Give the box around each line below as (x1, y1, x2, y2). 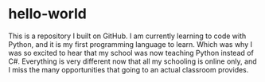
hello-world (8, 5, 88, 23)
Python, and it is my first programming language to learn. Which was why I (8, 39, 253, 49)
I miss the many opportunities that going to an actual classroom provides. (8, 64, 249, 74)
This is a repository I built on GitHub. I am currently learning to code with (8, 31, 247, 41)
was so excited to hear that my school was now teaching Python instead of (8, 48, 255, 57)
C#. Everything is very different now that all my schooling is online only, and (8, 57, 257, 66)
